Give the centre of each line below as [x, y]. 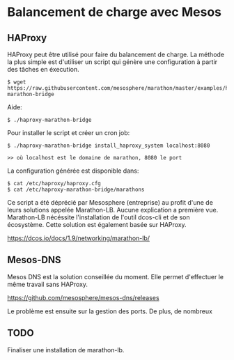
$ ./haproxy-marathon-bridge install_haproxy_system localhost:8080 [109, 146]
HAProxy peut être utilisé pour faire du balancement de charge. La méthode [116, 54]
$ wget [17, 82]
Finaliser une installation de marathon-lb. [66, 350]
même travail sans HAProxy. [48, 284]
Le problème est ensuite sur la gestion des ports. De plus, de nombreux [110, 311]
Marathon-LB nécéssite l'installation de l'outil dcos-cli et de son [99, 217]
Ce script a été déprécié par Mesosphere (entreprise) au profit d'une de [110, 202]
